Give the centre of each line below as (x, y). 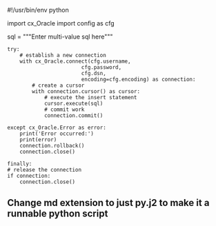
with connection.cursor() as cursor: (86, 92)
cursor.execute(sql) (73, 103)
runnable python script (58, 214)
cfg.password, (101, 68)
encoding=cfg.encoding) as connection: (138, 79)
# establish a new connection (63, 55)
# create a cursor (58, 85)
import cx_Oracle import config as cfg (61, 23)
